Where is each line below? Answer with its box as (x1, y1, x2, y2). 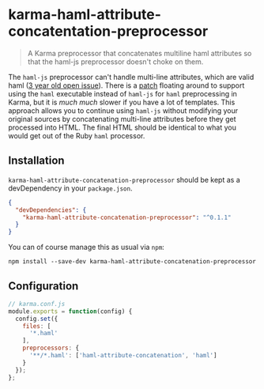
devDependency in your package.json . (8, 183, 133, 193)
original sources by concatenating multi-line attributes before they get (8, 114, 236, 123)
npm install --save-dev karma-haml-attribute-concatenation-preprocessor (8, 258, 257, 266)
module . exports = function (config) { (8, 307, 133, 315)
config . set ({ (15, 315, 58, 323)
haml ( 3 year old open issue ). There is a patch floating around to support (8, 81, 245, 90)
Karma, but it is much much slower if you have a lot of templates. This (8, 97, 236, 107)
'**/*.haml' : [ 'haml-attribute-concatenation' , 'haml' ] (28, 352, 217, 360)
